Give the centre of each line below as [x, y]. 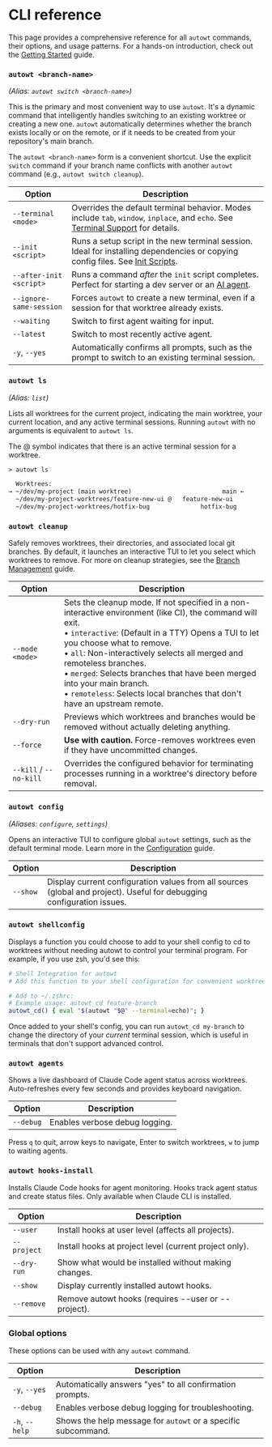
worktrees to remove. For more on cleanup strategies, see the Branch [124, 560]
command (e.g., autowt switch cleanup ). [76, 174]
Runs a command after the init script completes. [165, 275]
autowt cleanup [38, 526]
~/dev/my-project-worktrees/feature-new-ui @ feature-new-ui [124, 500]
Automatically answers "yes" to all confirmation [146, 1385]
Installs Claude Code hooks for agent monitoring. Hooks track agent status [133, 1187]
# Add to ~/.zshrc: [41, 996]
